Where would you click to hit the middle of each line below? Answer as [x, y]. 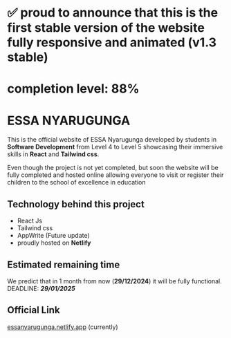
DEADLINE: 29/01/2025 [41, 288]
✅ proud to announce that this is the [113, 13]
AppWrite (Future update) [53, 236]
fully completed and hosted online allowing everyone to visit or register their [115, 175]
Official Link [34, 310]
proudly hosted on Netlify [54, 243]
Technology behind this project [76, 204]
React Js [30, 221]
